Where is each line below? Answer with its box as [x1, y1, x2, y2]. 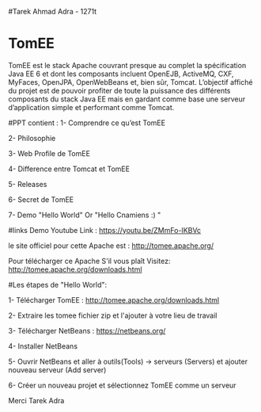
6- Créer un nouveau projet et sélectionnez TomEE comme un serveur [8, 380, 236, 390]
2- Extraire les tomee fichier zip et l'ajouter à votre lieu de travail [8, 311, 217, 320]
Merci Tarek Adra [8, 395, 65, 405]
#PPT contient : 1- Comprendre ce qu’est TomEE [8, 118, 166, 128]
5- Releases [8, 179, 47, 189]
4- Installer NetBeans [8, 341, 78, 351]
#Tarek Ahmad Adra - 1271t [8, 7, 97, 16]
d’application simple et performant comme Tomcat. [8, 102, 175, 112]
